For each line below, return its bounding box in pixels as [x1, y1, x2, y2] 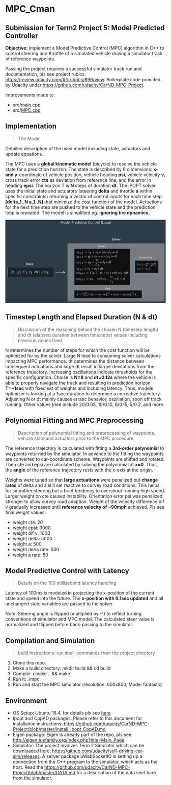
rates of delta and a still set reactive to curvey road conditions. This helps [5, 482, 160, 488]
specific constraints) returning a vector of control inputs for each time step [5, 193, 162, 199]
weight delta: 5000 [12, 535, 52, 541]
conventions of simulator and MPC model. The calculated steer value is [5, 616, 155, 622]
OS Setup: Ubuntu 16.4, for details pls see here [12, 709, 111, 716]
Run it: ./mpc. [12, 676, 41, 682]
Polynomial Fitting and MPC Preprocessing [5, 416, 144, 425]
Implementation [5, 122, 57, 131]
